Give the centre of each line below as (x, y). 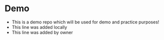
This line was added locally (39, 27)
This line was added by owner (42, 32)
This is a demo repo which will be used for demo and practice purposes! (85, 22)
